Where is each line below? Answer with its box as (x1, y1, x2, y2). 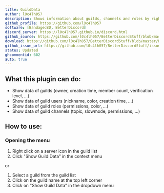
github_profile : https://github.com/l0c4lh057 (5, 20, 102, 26)
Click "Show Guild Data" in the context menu (12, 153, 102, 159)
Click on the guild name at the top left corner (12, 177, 102, 183)
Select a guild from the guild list (12, 172, 76, 178)
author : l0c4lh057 (5, 12, 42, 17)
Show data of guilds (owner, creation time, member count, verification (12, 88, 153, 94)
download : (5, 39, 25, 44)
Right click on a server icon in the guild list (12, 148, 98, 154)
